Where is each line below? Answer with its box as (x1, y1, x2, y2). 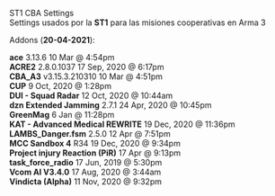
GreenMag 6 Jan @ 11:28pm (9, 110, 115, 120)
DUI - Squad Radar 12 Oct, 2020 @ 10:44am (9, 90, 173, 101)
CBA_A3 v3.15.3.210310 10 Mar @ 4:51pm (9, 71, 164, 82)
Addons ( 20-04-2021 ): (9, 35, 96, 45)
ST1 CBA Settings (9, 8, 75, 18)
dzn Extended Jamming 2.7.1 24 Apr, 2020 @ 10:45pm (9, 100, 212, 111)
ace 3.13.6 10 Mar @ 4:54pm (9, 52, 115, 62)
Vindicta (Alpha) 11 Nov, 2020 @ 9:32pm (9, 176, 162, 187)
